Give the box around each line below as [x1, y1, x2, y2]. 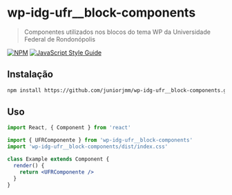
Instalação [7, 68, 54, 80]
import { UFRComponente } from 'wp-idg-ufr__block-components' [7, 137, 193, 144]
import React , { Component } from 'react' [7, 124, 131, 131]
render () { [13, 162, 45, 169]
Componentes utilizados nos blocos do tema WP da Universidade [23, 28, 211, 36]
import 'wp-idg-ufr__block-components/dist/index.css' [7, 143, 168, 150]
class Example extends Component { [7, 156, 110, 163]
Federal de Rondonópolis [23, 35, 95, 43]
